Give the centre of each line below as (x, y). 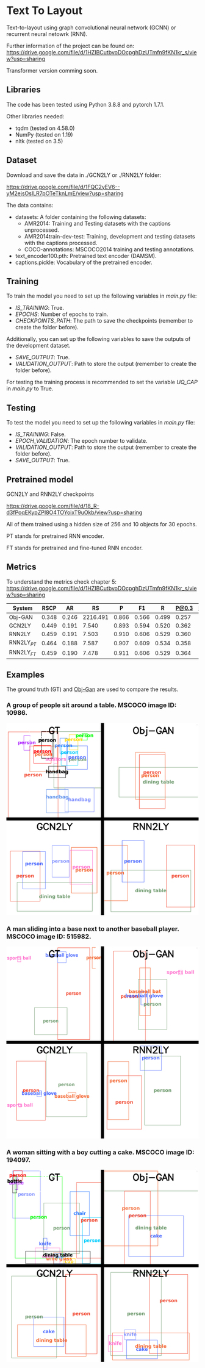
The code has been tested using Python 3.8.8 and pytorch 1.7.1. (85, 104)
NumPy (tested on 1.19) (44, 134)
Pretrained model (40, 479)
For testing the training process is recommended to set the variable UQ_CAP (102, 382)
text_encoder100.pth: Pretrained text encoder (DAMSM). (86, 256)
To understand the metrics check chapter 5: (62, 582)
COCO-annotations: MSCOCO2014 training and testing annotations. (110, 249)
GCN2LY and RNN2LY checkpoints (50, 494)
